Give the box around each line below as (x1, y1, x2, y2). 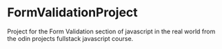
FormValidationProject (7, 5, 138, 20)
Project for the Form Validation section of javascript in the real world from (7, 27, 216, 35)
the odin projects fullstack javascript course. (7, 34, 134, 42)
